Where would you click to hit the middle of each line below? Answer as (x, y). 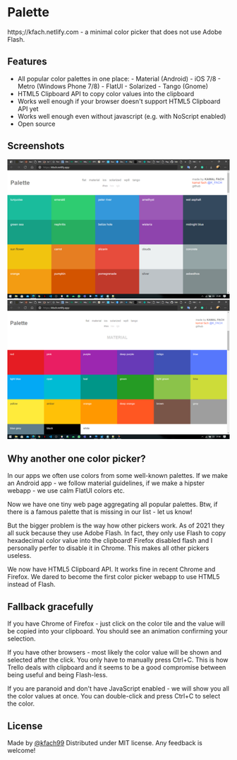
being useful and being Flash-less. (57, 675)
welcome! (22, 750)
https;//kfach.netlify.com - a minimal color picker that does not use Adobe (115, 32)
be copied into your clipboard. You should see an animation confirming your (117, 631)
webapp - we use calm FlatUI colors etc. (66, 491)
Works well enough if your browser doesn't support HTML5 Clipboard (119, 101)
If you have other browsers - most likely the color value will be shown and (115, 653)
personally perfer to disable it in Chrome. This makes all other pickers (108, 548)
